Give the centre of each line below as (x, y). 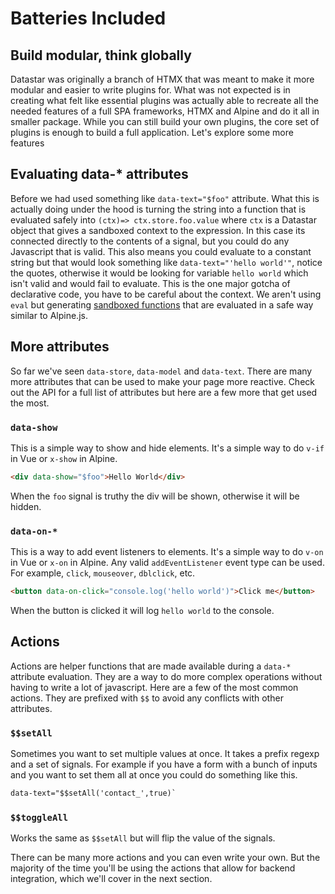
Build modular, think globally (101, 55)
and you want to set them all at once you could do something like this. (154, 775)
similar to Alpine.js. (49, 315)
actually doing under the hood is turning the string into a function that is (158, 209)
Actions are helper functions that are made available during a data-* (151, 666)
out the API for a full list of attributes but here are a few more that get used (164, 392)
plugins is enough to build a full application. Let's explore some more (152, 132)
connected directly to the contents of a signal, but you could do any (150, 241)
